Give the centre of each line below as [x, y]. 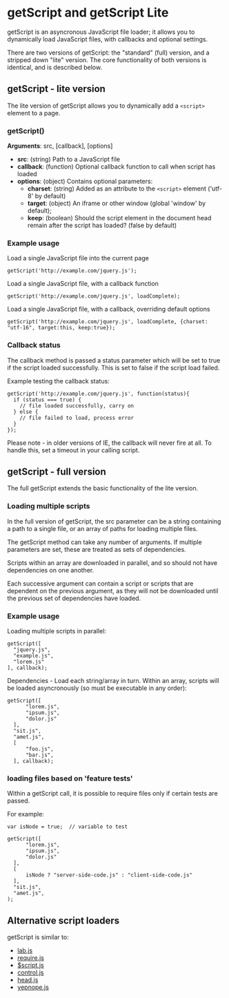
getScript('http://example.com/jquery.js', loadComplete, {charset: [108, 322]
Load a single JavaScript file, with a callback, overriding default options [109, 309]
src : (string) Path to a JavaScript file [69, 160]
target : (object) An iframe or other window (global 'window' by [117, 203]
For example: [26, 814]
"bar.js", [39, 755]
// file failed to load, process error [77, 418]
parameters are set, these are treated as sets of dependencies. [97, 549]
